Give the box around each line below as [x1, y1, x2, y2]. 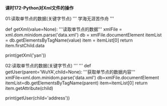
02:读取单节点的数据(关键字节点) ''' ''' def [5, 63, 92, 68]
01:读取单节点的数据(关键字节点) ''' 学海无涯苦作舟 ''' [5, 16, 114, 22]
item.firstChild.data [5, 43, 45, 48]
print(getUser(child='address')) [5, 95, 70, 101]
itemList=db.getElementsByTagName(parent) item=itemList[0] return [5, 80, 148, 86]
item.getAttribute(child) [5, 85, 54, 91]
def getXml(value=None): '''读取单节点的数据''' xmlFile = [5, 26, 122, 32]
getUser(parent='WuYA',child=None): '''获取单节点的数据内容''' [5, 69, 136, 75]
